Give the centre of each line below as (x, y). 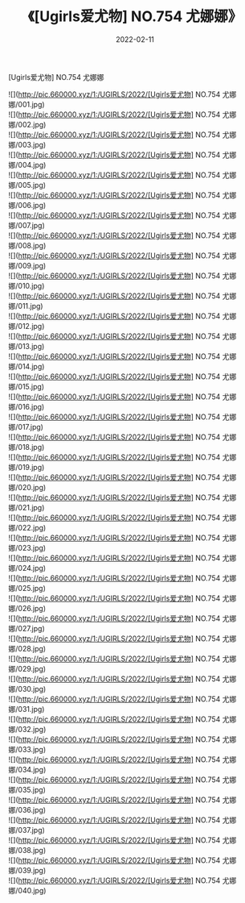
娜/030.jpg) (27, 689)
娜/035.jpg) (27, 789)
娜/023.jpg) (27, 547)
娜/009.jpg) (27, 265)
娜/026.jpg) (27, 608)
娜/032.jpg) (27, 729)
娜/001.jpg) (27, 104)
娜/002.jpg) (27, 124)
